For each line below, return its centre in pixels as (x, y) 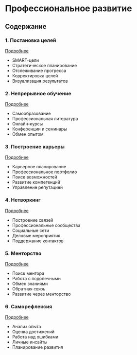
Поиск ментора (28, 273)
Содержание (26, 27)
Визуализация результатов (40, 81)
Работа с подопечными (36, 279)
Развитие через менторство (42, 294)
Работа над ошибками (35, 337)
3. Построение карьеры (35, 147)
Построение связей (33, 220)
